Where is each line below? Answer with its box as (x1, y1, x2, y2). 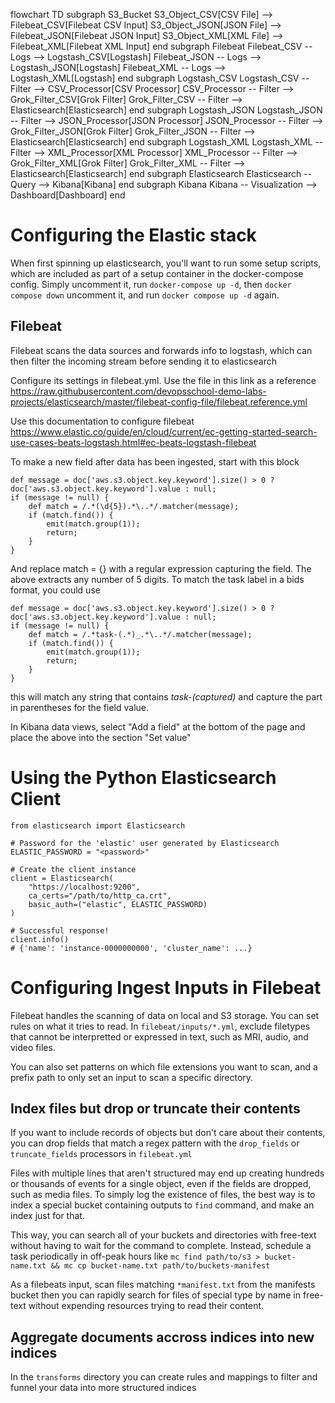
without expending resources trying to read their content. (28, 1300, 265, 1312)
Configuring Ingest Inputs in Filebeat (10, 976, 322, 999)
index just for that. (10, 1210, 85, 1222)
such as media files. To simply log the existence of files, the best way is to (10, 1189, 316, 1201)
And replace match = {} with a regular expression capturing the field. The (10, 562, 312, 574)
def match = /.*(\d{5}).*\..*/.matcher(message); (28, 501, 240, 511)
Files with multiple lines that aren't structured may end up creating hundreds (10, 1167, 325, 1179)
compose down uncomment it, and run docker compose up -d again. (10, 289, 280, 301)
